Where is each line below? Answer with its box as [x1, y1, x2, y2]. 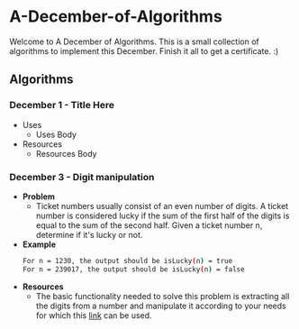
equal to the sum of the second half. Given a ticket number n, [35, 219, 263, 231]
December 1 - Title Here [9, 99, 115, 112]
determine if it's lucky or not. [35, 229, 143, 240]
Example [22, 239, 57, 250]
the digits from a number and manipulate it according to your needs [35, 300, 286, 311]
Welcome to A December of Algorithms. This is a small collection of [9, 36, 259, 47]
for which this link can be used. [35, 309, 152, 321]
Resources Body [35, 148, 97, 159]
